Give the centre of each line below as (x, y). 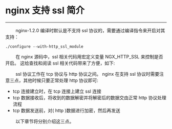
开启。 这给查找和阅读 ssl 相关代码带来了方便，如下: (60, 63)
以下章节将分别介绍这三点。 (45, 121)
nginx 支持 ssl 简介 (45, 10)
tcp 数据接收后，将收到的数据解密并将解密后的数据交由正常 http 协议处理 (89, 97)
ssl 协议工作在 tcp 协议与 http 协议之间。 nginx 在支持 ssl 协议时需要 (87, 74)
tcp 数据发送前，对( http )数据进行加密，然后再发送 (66, 110)
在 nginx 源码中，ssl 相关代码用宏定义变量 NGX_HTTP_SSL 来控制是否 (89, 56)
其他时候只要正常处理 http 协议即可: (60, 80)
